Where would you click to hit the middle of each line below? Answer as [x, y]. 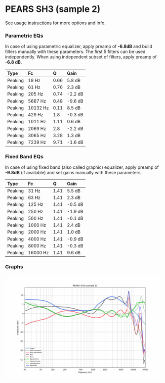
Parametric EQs [24, 36]
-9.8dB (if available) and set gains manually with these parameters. [74, 173]
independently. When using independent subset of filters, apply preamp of [81, 57]
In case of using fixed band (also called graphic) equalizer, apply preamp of [82, 167]
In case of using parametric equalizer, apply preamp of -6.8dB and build [79, 47]
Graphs [14, 267]
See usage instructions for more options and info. [56, 23]
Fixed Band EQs [24, 156]
